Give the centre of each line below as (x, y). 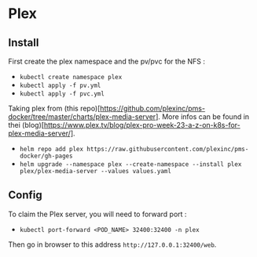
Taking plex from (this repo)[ (54, 108)
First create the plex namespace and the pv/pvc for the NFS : (107, 61)
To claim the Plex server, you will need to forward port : (97, 214)
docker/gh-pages (46, 156)
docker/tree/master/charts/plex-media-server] (83, 117)
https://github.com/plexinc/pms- (152, 108)
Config (25, 195)
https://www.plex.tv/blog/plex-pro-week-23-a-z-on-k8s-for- (142, 125)
